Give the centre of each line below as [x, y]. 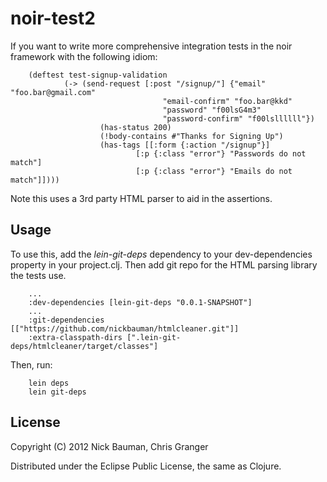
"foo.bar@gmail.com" [53, 92]
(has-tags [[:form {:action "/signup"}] [185, 145]
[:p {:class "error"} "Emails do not [214, 171]
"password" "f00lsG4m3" [212, 110]
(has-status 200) [135, 127]
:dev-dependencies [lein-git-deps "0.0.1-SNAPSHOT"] [140, 302]
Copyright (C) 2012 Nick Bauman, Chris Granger [109, 446]
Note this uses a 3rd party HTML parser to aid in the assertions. [141, 198]
